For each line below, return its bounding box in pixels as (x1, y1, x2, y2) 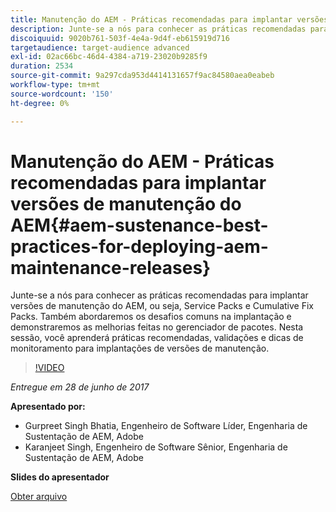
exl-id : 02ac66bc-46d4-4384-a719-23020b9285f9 (10, 52, 208, 62)
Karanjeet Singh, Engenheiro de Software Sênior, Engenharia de (24, 441, 288, 453)
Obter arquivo (10, 491, 68, 503)
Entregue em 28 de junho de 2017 (10, 381, 150, 393)
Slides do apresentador (10, 471, 110, 483)
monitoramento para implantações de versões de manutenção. (10, 342, 270, 355)
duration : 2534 (10, 61, 74, 71)
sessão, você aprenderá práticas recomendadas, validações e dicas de (10, 332, 304, 344)
